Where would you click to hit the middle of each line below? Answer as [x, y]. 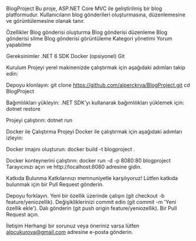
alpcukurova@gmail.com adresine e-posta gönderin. [70, 232]
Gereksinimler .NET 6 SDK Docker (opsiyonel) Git [65, 56]
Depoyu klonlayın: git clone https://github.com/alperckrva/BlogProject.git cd [98, 85]
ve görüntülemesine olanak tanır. [45, 21]
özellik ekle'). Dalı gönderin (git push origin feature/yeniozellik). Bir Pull [92, 208]
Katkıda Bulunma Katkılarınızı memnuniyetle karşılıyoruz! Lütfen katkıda [92, 178]
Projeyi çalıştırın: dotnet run [39, 120]
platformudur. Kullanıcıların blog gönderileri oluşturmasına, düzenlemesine [96, 15]
